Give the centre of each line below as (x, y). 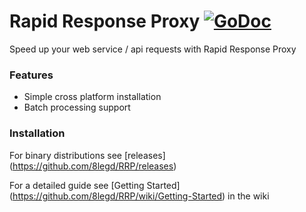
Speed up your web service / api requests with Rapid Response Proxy (153, 49)
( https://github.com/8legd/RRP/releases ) (93, 166)
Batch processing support (77, 107)
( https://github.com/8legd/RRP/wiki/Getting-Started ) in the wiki (139, 196)
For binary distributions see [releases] (87, 155)
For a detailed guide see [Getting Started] (95, 185)
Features (31, 75)
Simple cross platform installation (92, 97)
